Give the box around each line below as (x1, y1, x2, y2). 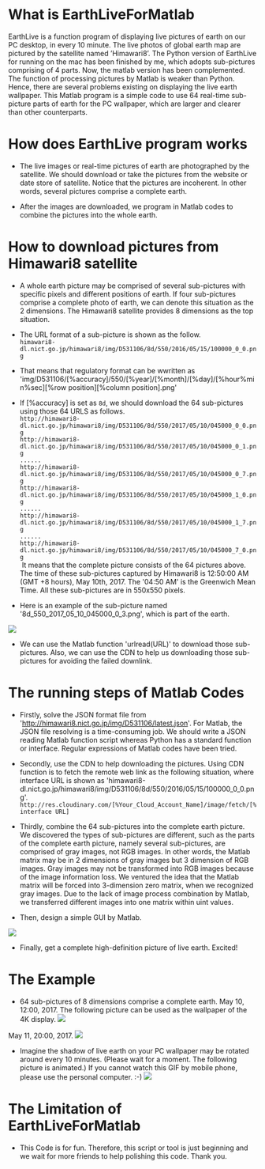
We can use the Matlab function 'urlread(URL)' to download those (19, 639, 234, 649)
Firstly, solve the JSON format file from (19, 709, 147, 719)
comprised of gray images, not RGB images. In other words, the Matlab (19, 846, 251, 856)
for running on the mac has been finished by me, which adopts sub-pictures (8, 57, 256, 66)
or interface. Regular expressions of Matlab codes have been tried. (19, 743, 237, 753)
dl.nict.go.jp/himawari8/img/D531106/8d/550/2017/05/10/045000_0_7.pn (19, 470, 257, 478)
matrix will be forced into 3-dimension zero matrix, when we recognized (19, 880, 254, 890)
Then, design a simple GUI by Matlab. (19, 912, 142, 922)
